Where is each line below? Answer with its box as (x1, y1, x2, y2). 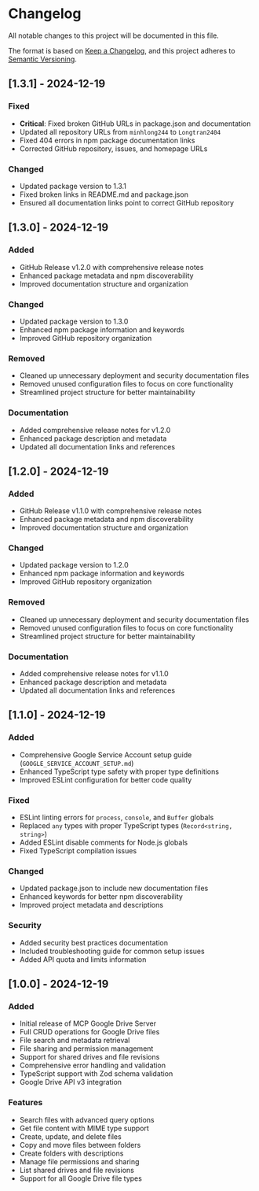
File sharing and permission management (19, 1044, 154, 1053)
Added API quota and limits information (19, 954, 147, 964)
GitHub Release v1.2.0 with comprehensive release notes (19, 262, 204, 272)
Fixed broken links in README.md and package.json (19, 190, 188, 199)
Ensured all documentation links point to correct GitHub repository (19, 198, 234, 207)
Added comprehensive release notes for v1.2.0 (19, 425, 171, 435)
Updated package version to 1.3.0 (19, 316, 129, 326)
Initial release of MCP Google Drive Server (19, 1019, 157, 1028)
